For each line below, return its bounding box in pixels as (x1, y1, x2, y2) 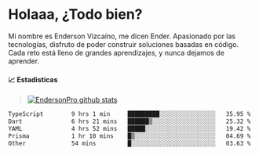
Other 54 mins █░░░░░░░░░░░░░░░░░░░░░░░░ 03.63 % (8, 139, 251, 147)
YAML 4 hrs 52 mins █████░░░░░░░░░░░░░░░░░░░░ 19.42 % (8, 124, 251, 132)
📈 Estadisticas (8, 74, 58, 84)
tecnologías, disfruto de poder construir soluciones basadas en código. (8, 39, 239, 49)
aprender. (8, 56, 40, 66)
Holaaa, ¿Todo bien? (8, 5, 143, 23)
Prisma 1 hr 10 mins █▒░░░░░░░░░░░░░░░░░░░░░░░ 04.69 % (8, 132, 251, 140)
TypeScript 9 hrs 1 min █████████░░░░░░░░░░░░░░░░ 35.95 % (8, 110, 251, 118)
